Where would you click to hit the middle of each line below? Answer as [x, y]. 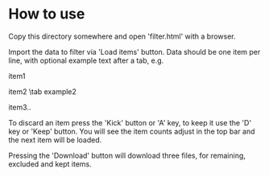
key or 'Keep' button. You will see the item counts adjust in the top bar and [132, 131]
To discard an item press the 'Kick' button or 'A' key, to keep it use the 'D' [130, 122]
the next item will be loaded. [55, 140]
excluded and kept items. [50, 164]
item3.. [20, 107]
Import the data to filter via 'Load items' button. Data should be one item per [134, 51]
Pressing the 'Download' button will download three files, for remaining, [127, 155]
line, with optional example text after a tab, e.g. [86, 60]
